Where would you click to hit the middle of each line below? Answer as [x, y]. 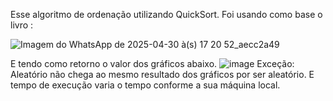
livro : [22, 25]
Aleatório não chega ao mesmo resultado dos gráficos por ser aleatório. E [162, 74]
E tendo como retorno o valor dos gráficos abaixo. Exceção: [152, 63]
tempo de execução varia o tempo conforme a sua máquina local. [145, 85]
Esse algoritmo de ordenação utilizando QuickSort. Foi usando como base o [166, 14]
